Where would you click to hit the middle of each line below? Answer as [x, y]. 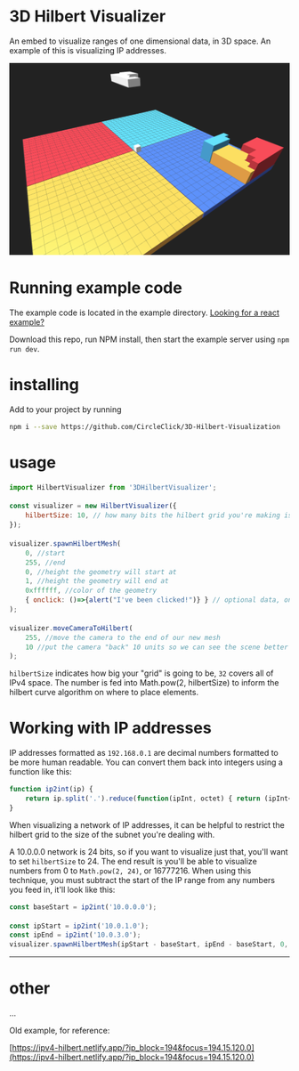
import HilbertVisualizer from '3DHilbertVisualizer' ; [113, 487]
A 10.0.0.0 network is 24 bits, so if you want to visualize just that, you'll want [149, 851]
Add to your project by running [65, 409]
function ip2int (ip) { [51, 790]
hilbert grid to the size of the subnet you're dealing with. [112, 834]
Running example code [96, 288]
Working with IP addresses [110, 728]
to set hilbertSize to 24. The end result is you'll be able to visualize [133, 861]
